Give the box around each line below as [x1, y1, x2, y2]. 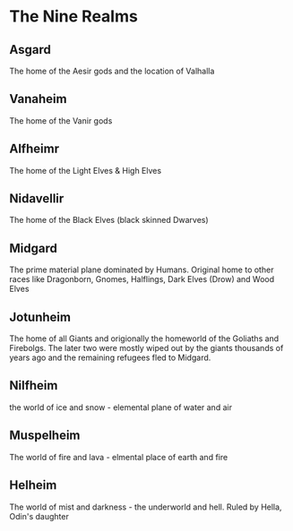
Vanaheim [9, 91, 67, 107]
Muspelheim [9, 428, 81, 443]
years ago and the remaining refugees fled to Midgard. [9, 352, 211, 364]
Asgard [9, 42, 51, 57]
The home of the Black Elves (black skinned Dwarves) [9, 215, 209, 226]
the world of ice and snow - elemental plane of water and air [9, 401, 233, 413]
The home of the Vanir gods [9, 115, 113, 126]
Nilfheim [9, 378, 58, 393]
